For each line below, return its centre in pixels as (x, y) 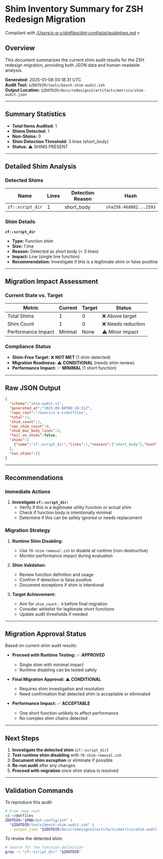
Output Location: (23, 90)
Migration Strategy (28, 530)
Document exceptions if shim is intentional (62, 585)
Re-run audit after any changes (44, 766)
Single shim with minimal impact (51, 665)
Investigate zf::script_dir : (40, 502)
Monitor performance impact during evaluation (66, 556)
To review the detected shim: (34, 839)
